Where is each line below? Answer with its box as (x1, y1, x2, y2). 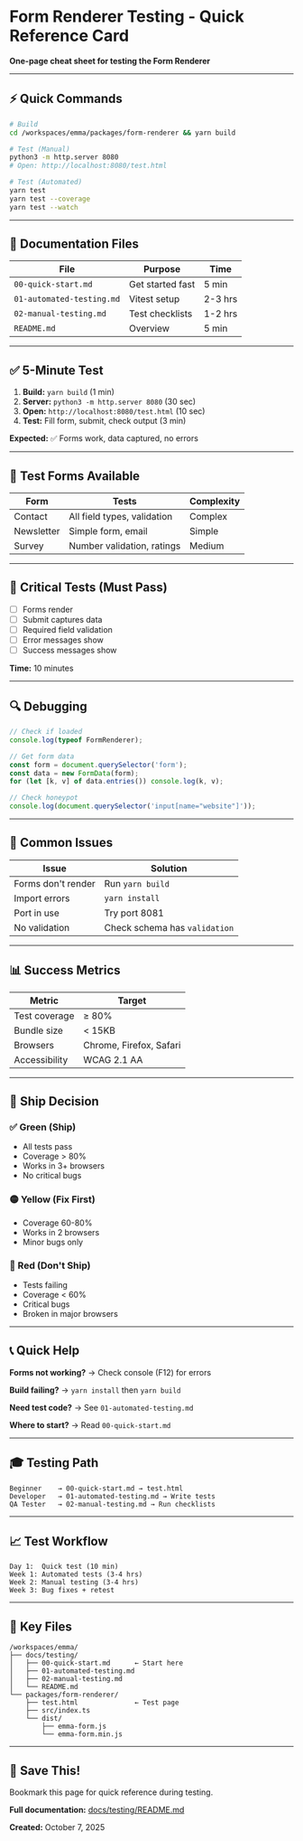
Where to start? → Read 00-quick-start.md (9, 1419, 171, 1430)
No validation (14, 921, 70, 934)
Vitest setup (129, 293, 180, 305)
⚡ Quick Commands (9, 91, 124, 107)
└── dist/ (25, 1714, 63, 1724)
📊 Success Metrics (9, 963, 121, 978)
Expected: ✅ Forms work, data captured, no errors (9, 433, 198, 444)
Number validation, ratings (69, 540, 181, 552)
